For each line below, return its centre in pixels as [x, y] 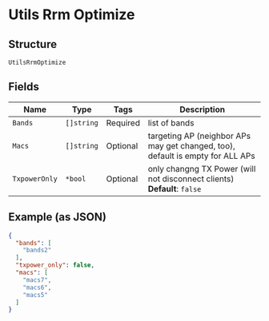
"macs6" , [37, 287]
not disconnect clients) [191, 179]
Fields [24, 87]
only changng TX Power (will [202, 168]
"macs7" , [37, 280]
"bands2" [37, 250]
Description [203, 109]
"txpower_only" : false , [55, 265]
